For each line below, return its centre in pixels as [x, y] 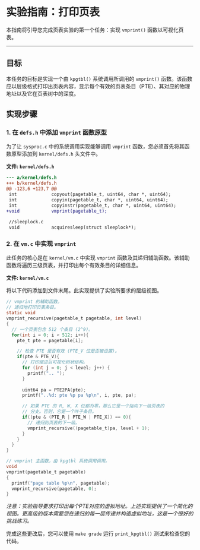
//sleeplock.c [26, 222]
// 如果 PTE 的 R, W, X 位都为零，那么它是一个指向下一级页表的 [93, 406]
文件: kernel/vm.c [28, 278]
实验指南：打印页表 [53, 12]
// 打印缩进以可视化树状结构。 [55, 362]
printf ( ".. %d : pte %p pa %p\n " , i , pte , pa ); [79, 396]
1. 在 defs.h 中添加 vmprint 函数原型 [57, 132]
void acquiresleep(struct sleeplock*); [72, 227]
